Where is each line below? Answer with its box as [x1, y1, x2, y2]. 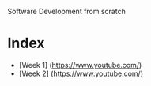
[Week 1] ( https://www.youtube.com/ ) [18, 60, 142, 69]
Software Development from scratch [7, 7, 126, 16]
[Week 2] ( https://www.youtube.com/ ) [18, 69, 144, 78]
